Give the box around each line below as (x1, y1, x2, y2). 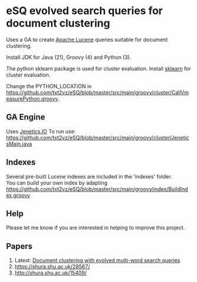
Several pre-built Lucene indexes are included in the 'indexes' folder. (6, 173, 172, 180)
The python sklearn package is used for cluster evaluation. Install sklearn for (6, 65, 191, 72)
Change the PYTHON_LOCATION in (6, 82, 92, 89)
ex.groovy (6, 192, 30, 199)
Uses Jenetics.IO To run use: (6, 127, 76, 135)
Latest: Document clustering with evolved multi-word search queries (14, 257, 181, 264)
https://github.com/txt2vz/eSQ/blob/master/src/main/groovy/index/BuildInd (6, 185, 189, 192)
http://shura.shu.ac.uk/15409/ (14, 269, 87, 277)
